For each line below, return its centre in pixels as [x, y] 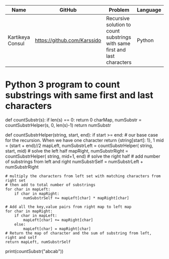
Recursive [118, 18]
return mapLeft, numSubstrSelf [38, 242]
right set [16, 180]
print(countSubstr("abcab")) [34, 251]
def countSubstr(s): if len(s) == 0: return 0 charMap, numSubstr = [73, 119]
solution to [118, 25]
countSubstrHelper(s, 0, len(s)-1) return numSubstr [58, 125]
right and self [21, 237]
